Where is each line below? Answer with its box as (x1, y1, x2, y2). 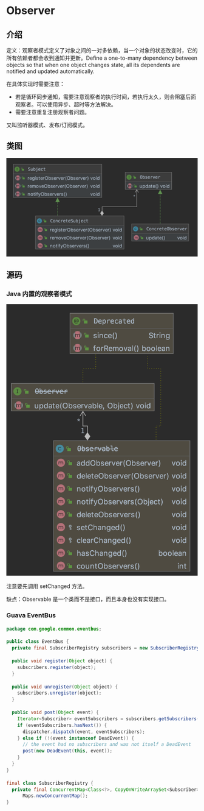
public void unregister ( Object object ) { (12, 684, 118, 690)
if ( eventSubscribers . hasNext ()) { (17, 722, 107, 728)
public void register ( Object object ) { (12, 658, 113, 664)
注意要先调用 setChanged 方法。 (6, 583, 88, 590)
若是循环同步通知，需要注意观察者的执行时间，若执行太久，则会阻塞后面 (15, 93, 196, 101)
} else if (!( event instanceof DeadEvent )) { (17, 735, 135, 741)
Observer (6, 4, 55, 18)
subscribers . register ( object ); (17, 664, 97, 670)
